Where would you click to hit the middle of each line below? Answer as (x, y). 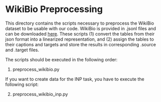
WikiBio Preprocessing (54, 9)
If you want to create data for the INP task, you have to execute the (75, 79)
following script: (22, 84)
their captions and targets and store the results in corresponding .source (81, 44)
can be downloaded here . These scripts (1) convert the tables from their (80, 34)
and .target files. (22, 50)
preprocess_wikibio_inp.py (40, 94)
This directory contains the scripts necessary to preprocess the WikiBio (80, 23)
